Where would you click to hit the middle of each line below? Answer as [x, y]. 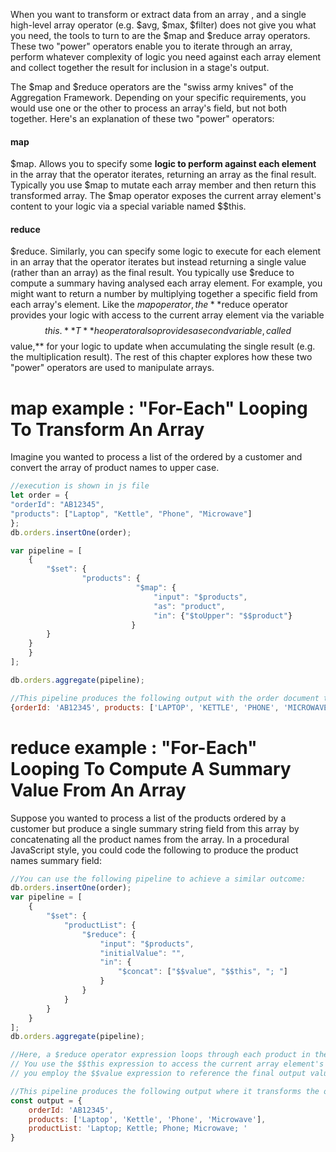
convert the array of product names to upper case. [115, 468]
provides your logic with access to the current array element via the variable [167, 315]
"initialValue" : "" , [142, 953]
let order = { [40, 495]
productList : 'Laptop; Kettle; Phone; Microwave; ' [138, 1129]
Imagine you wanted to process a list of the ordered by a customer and [156, 457]
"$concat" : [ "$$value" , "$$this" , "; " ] [202, 972]
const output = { [46, 1100]
